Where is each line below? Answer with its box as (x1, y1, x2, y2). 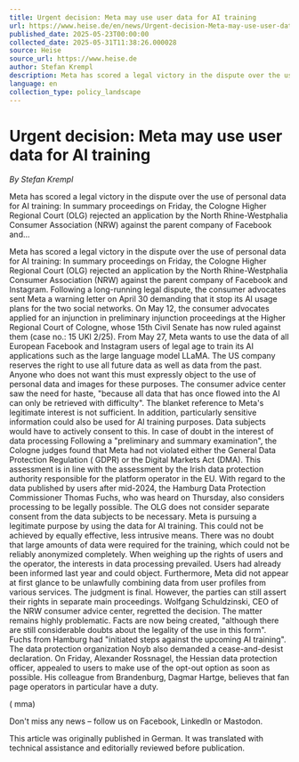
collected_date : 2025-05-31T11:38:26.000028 (9, 37, 177, 47)
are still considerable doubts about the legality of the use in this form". (9, 625, 267, 636)
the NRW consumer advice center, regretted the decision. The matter (9, 606, 263, 617)
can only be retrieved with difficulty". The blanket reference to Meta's (9, 398, 264, 409)
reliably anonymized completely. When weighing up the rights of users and (9, 549, 284, 560)
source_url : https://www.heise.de (9, 54, 138, 63)
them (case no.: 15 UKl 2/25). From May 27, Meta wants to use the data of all (9, 331, 289, 343)
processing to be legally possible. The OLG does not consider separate (9, 502, 270, 513)
